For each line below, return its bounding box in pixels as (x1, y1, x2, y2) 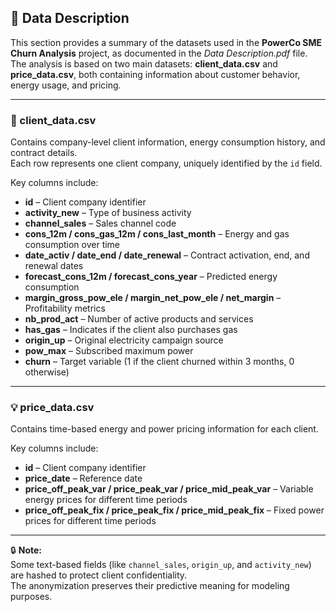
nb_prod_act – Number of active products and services (24, 313, 254, 325)
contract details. (10, 147, 78, 159)
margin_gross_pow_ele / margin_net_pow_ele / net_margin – (24, 292, 282, 304)
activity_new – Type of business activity (24, 207, 192, 219)
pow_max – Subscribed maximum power (24, 345, 194, 357)
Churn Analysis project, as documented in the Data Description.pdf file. (10, 47, 308, 59)
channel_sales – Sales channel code (24, 217, 177, 230)
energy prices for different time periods (24, 494, 188, 506)
